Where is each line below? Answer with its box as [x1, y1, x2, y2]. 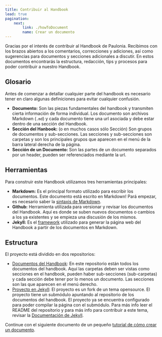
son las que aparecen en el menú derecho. [12, 282, 98, 287]
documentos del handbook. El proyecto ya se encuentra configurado [12, 297, 150, 303]
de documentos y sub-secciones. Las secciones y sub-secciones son [12, 131, 152, 137]
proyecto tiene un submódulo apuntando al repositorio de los [12, 292, 134, 298]
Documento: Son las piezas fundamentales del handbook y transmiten [12, 105, 154, 111]
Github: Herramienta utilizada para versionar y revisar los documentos [12, 204, 153, 210]
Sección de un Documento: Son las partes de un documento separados [12, 146, 157, 152]
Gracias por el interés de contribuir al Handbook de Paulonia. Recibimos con [5, 43, 158, 49]
